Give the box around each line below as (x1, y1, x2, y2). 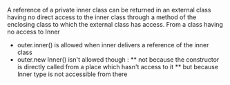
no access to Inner (7, 27, 60, 36)
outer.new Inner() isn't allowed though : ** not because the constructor (17, 56, 220, 64)
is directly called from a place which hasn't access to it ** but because (17, 63, 219, 71)
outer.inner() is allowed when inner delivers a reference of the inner (17, 41, 209, 49)
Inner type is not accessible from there (17, 70, 128, 78)
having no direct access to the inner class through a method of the (7, 13, 197, 21)
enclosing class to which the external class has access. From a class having (7, 21, 223, 28)
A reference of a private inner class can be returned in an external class (7, 6, 211, 14)
